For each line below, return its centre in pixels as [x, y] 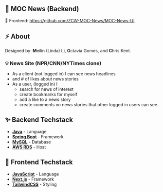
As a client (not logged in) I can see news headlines [64, 74]
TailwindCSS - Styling [34, 184]
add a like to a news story [45, 99]
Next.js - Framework [33, 179]
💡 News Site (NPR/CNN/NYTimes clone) [53, 63]
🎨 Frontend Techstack [39, 162]
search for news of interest [46, 89]
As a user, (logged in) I [35, 84]
